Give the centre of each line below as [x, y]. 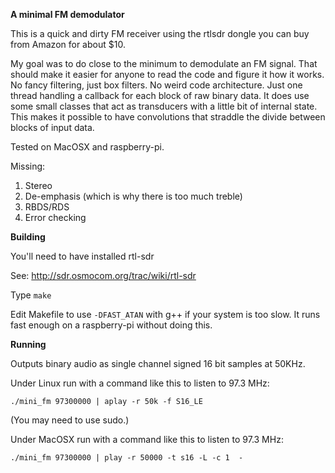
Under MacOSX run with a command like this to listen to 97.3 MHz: [147, 439]
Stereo [38, 185]
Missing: [28, 166]
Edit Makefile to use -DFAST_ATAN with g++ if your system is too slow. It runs [165, 314]
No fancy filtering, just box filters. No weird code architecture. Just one [156, 85]
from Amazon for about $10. [68, 44]
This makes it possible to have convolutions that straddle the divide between [168, 117]
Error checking [55, 217]
